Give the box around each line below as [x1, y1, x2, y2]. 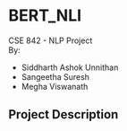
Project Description [8, 107, 119, 122]
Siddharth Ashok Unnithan [21, 62, 119, 73]
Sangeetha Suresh [21, 71, 90, 82]
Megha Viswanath [21, 81, 89, 92]
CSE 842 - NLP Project [8, 35, 93, 46]
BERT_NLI [8, 5, 82, 26]
